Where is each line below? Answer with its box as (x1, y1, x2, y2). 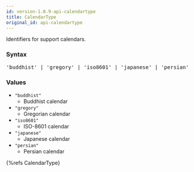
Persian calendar (23, 148, 65, 155)
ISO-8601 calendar (23, 123, 69, 130)
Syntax (6, 51, 27, 59)
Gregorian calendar (23, 110, 71, 117)
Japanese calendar (23, 135, 71, 142)
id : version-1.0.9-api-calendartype (6, 8, 96, 15)
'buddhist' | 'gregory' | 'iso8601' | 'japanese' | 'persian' (6, 64, 189, 71)
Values (6, 78, 26, 86)
